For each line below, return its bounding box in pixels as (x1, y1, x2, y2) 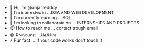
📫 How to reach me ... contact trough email (9, 25, 98, 31)
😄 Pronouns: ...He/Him (9, 32, 57, 38)
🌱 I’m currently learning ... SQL (9, 15, 72, 20)
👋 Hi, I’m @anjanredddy (9, 5, 58, 10)
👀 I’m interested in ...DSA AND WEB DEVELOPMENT (9, 10, 114, 15)
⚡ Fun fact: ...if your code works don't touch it (9, 37, 102, 43)
